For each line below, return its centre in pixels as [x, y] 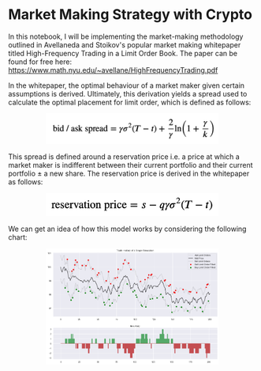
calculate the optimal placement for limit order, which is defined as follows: [130, 102]
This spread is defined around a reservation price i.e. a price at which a [124, 157]
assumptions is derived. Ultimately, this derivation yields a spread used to [128, 93]
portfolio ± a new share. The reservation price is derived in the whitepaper [129, 173]
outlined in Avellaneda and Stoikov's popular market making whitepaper [125, 44]
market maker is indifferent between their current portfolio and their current [131, 165]
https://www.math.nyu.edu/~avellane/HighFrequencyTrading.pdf [113, 70]
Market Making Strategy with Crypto [130, 15]
